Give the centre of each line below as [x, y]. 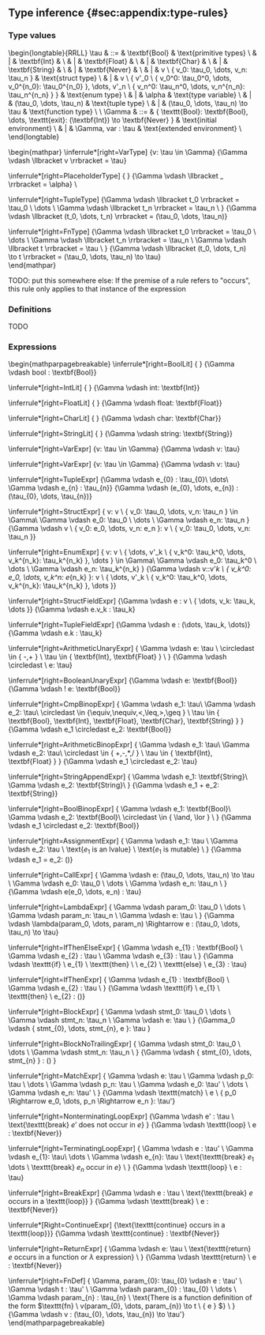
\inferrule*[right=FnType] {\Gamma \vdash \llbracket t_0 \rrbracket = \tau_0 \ [132, 231]
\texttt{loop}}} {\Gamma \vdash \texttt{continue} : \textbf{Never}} [114, 1233]
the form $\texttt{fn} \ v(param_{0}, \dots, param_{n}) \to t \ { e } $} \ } [122, 1306]
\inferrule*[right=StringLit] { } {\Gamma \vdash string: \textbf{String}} [121, 434]
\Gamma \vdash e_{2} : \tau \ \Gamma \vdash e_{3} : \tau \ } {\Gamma [121, 956]
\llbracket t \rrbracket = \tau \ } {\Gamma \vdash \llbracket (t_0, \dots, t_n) [127, 248]
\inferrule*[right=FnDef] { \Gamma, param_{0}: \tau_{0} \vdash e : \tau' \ [125, 1280]
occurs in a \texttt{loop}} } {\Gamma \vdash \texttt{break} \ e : [108, 1201]
